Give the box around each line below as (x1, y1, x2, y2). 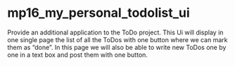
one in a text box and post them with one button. (7, 51, 148, 59)
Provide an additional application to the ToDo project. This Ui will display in (7, 28, 224, 37)
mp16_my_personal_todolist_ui (7, 5, 190, 21)
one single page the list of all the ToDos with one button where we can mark (7, 35, 228, 44)
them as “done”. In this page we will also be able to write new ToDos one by (7, 43, 227, 51)
